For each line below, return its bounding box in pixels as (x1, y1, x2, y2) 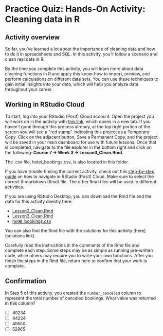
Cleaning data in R (5, 14, 80, 25)
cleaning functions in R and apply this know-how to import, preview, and (5, 71, 150, 76)
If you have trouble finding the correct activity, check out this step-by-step (5, 168, 155, 174)
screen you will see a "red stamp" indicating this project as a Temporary (5, 129, 150, 135)
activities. (5, 184, 24, 190)
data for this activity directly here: (5, 198, 73, 204)
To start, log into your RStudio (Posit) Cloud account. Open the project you (5, 113, 154, 119)
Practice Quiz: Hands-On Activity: (5, 3, 146, 15)
